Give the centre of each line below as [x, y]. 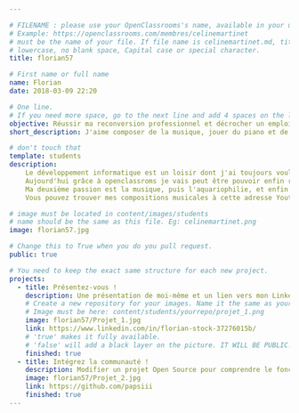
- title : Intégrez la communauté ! [83, 361]
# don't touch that [45, 148]
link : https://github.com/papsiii [89, 387]
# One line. [31, 107]
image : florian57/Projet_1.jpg [83, 320]
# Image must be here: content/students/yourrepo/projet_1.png [145, 312]
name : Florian [36, 83]
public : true [33, 255]
